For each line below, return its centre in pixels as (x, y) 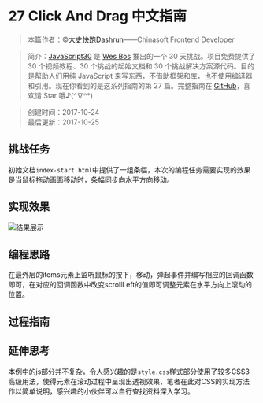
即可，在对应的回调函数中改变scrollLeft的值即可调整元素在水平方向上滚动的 (130, 285)
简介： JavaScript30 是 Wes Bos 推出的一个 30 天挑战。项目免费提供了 (141, 56)
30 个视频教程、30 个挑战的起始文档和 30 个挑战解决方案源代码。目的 (141, 66)
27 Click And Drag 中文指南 (98, 16)
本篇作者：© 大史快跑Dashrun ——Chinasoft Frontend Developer (131, 39)
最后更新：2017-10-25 (63, 122)
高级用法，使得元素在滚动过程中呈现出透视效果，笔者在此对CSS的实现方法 (129, 381)
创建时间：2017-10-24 (63, 112)
